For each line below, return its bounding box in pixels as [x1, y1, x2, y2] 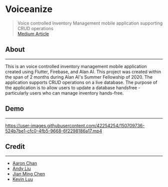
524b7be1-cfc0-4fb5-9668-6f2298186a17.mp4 [5, 128, 102, 134]
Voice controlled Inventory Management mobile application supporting [17, 20, 163, 26]
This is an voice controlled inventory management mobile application [5, 63, 147, 69]
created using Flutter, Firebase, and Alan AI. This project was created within [5, 69, 161, 75]
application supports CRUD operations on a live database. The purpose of [5, 79, 157, 85]
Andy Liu [12, 165, 31, 171]
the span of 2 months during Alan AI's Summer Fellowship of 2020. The [5, 74, 153, 80]
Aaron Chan [12, 160, 37, 166]
